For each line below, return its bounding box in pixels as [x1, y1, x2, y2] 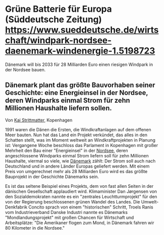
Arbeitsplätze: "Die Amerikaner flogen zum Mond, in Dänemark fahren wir [5, 220, 155, 226]
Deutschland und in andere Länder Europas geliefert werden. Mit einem [5, 163, 150, 169]
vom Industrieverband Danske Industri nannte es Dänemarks [5, 209, 128, 215]
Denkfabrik [5, 204, 28, 210]
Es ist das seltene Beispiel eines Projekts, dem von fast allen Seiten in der [5, 183, 154, 189]
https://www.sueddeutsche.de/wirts [5, 25, 159, 35]
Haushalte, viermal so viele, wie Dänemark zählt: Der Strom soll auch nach [5, 158, 156, 164]
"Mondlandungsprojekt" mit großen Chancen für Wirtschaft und [5, 214, 134, 220]
